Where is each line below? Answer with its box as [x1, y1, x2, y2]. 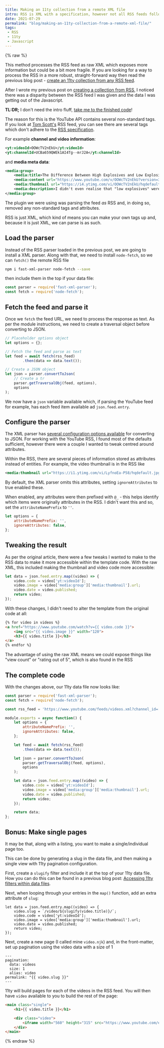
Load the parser [5, 234, 55, 242]
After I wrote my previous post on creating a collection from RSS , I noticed [5, 86, 154, 93]
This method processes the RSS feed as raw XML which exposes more [5, 62, 148, 67]
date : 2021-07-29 [5, 16, 41, 21]
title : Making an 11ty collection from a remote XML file [5, 7, 125, 12]
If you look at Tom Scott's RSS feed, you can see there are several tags [5, 121, 148, 127]
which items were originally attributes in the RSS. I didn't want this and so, [5, 499, 154, 505]
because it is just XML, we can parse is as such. [5, 219, 102, 225]
